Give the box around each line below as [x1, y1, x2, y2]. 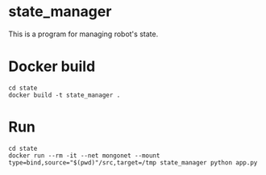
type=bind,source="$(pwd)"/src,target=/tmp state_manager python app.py [8, 158, 258, 167]
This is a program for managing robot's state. [8, 29, 159, 39]
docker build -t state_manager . [8, 91, 121, 99]
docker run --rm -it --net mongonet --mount [8, 152, 160, 160]
